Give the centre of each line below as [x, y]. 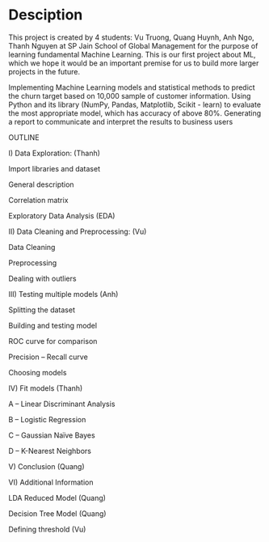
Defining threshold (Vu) [47, 529]
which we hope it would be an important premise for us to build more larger [134, 63]
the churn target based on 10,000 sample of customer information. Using [130, 95]
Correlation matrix [38, 200]
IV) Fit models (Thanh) [46, 388]
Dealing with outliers [42, 278]
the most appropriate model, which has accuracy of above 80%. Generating [135, 113]
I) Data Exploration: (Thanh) [55, 153]
